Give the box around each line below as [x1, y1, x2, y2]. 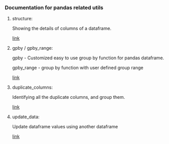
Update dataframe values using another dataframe [12, 124, 118, 130]
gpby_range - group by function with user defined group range [12, 65, 144, 71]
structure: [12, 16, 33, 22]
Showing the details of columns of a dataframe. [12, 25, 112, 31]
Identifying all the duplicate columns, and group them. [12, 94, 125, 100]
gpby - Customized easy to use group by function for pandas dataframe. [12, 55, 164, 61]
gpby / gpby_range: [12, 45, 53, 51]
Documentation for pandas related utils [5, 4, 104, 11]
